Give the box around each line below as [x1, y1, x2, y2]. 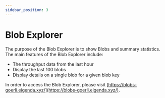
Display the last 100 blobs [12, 66, 66, 72]
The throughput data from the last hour [12, 61, 94, 67]
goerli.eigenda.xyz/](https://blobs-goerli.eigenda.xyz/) [5, 87, 119, 93]
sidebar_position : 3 [5, 7, 49, 13]
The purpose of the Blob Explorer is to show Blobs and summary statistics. [5, 46, 160, 52]
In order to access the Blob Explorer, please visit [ [5, 81, 108, 87]
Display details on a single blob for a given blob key [12, 72, 120, 78]
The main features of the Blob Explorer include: [5, 51, 103, 57]
